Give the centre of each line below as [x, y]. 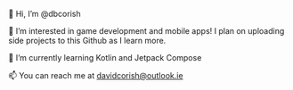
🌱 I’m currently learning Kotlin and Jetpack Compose [105, 57]
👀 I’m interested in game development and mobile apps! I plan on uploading [146, 31]
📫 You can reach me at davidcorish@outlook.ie [96, 75]
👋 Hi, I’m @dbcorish [45, 14]
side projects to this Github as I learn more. [87, 41]
